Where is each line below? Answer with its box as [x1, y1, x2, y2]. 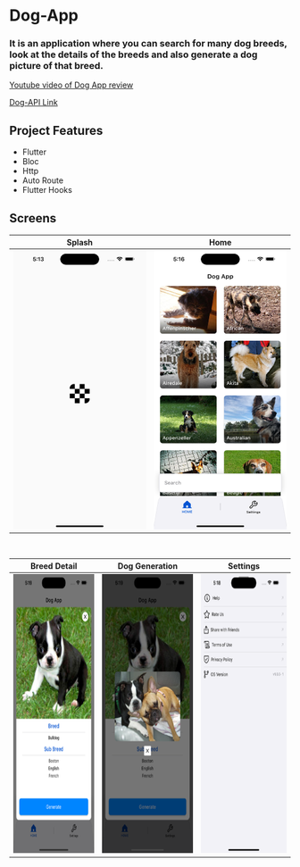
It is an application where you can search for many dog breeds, [9, 38, 287, 50]
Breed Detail [30, 560, 78, 571]
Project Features [9, 122, 104, 138]
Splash [66, 237, 94, 247]
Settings [227, 560, 261, 571]
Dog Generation [117, 560, 179, 571]
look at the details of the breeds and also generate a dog [9, 48, 258, 61]
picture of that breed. [9, 60, 104, 72]
